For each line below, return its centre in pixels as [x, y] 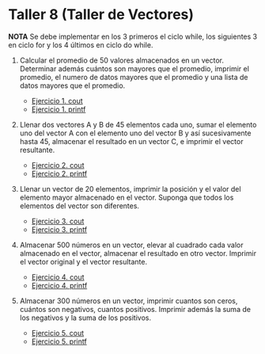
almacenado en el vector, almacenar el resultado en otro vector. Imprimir [138, 253]
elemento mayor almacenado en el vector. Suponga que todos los [127, 197]
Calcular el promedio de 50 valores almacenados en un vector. [121, 60]
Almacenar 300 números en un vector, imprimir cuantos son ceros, [129, 301]
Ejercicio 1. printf [59, 109]
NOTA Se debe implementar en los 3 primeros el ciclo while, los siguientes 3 [133, 36]
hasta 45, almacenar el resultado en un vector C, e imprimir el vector [131, 141]
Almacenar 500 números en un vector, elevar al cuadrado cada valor [131, 245]
